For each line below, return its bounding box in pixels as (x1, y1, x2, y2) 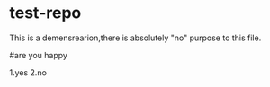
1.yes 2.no (9, 66, 48, 78)
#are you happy (9, 49, 67, 60)
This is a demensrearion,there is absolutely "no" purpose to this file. (9, 32, 262, 43)
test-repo (9, 3, 82, 23)
